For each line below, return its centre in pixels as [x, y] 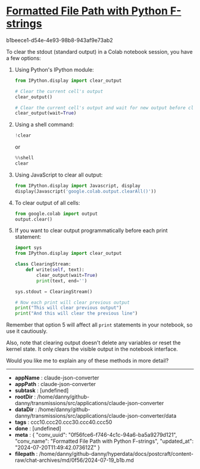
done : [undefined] [38, 428]
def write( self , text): [55, 270]
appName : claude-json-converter [57, 378]
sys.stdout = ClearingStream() [54, 291]
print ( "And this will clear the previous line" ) [76, 314]
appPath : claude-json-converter [55, 384]
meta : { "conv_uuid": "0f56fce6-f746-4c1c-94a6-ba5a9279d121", [96, 435]
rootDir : [25, 397]
